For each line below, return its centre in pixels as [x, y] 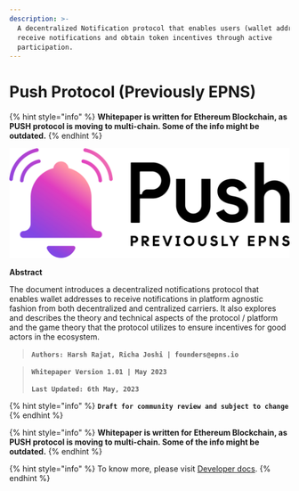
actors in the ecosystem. [54, 337]
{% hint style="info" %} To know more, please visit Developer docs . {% [140, 469]
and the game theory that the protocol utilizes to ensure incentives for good [148, 327]
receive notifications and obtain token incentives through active [145, 37]
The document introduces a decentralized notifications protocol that [134, 290]
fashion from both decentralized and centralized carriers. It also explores [143, 308]
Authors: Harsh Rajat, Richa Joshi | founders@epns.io [135, 355]
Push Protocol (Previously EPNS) [133, 92]
